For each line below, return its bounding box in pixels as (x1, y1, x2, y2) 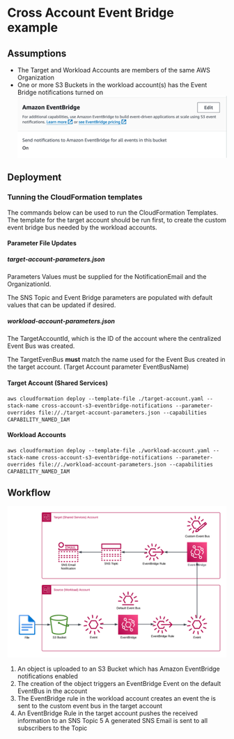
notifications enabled (17, 671, 78, 680)
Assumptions (7, 47, 67, 59)
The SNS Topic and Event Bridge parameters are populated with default (7, 294, 213, 302)
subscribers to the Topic (17, 724, 88, 732)
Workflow (7, 487, 51, 499)
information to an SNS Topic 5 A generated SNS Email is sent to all (17, 716, 208, 724)
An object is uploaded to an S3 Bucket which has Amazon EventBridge (17, 664, 221, 673)
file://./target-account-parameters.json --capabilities (38, 409, 208, 416)
